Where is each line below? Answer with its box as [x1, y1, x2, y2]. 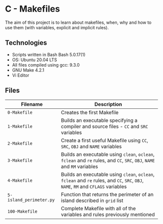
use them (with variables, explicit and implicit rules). [5, 24, 109, 30]
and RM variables [61, 163, 98, 170]
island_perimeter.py [7, 197, 55, 203]
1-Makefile [7, 123, 33, 129]
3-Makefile [7, 157, 33, 163]
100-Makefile [7, 208, 38, 214]
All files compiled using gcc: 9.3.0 [12, 62, 80, 68]
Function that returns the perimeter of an [61, 191, 154, 198]
